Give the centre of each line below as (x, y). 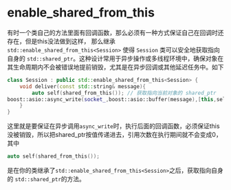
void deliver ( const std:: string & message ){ (83, 86)
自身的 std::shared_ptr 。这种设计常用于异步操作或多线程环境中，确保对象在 (115, 58)
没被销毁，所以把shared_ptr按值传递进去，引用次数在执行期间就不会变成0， (114, 135)
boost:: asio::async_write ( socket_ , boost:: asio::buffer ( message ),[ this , (112, 99)
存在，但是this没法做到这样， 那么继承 (61, 41)
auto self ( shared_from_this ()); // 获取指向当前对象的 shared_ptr (124, 93)
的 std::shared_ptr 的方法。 (46, 179)
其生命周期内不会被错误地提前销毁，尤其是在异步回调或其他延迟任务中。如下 (115, 67)
